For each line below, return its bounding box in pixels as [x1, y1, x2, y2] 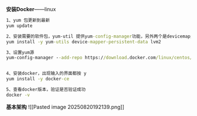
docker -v [6, 92, 30, 98]
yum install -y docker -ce [6, 76, 69, 82]
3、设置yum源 [6, 49, 35, 55]
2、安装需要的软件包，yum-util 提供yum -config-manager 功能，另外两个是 [6, 33, 167, 39]
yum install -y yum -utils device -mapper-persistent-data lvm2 [6, 39, 161, 45]
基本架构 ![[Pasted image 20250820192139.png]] [6, 103, 125, 110]
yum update [6, 23, 33, 29]
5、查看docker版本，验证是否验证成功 [6, 87, 86, 93]
